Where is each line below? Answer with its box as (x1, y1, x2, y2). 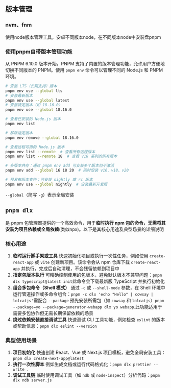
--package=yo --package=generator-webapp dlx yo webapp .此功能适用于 (12, 303, 162, 310)
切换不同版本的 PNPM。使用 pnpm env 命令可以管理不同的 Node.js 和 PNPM (5, 67, 163, 73)
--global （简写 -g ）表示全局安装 (5, 191, 75, 198)
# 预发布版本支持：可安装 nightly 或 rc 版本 (5, 177, 93, 182)
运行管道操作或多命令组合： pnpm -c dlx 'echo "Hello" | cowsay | (12, 290, 154, 297)
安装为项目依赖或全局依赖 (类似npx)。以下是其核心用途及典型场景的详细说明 (5, 226, 164, 232)
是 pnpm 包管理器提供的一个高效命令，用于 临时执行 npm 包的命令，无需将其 (5, 220, 166, 226)
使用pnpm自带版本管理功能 (5, 48, 72, 55)
